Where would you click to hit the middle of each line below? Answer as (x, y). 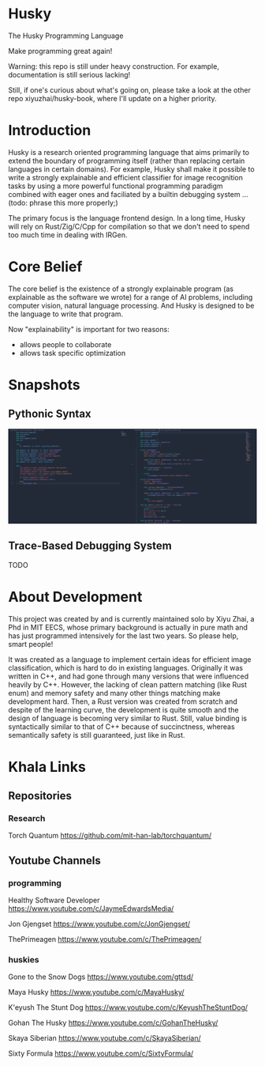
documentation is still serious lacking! (69, 74)
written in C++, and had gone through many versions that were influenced (129, 676)
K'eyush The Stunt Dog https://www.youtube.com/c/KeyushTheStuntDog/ (128, 1007)
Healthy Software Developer (54, 900)
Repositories (40, 796)
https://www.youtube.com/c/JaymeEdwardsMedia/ (91, 909)
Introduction (50, 130)
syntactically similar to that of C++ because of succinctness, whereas (121, 726)
